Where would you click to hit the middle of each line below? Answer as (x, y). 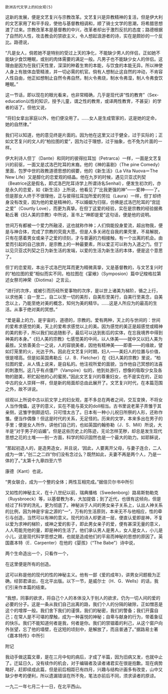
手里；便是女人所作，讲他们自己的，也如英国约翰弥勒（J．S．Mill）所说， (81, 425)
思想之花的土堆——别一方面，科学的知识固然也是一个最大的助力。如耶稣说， (84, 437)
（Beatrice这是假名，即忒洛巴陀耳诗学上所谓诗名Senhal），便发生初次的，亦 (83, 183)
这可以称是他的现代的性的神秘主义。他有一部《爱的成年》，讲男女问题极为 (81, 575)
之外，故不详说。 (23, 389)
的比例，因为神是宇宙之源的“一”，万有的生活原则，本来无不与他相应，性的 (82, 511)
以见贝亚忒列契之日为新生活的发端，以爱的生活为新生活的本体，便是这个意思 (84, 250)
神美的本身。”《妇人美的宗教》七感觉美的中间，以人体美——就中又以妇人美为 (84, 339)
